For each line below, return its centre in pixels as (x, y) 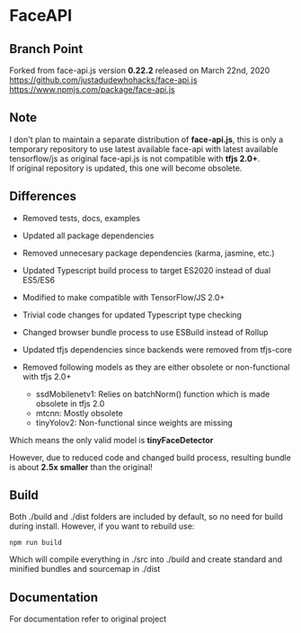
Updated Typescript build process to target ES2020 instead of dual (146, 270)
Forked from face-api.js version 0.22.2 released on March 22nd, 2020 (140, 70)
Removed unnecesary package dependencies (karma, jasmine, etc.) (149, 253)
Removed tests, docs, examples (81, 218)
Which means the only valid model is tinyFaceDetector (111, 440)
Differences (43, 196)
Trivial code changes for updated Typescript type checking (132, 315)
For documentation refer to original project (88, 619)
